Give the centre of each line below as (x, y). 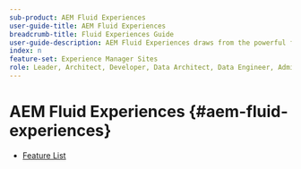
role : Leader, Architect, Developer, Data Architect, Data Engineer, (142, 68)
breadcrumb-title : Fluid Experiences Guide (92, 34)
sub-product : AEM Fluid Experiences (77, 17)
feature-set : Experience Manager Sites (84, 59)
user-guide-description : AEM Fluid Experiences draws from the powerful (148, 42)
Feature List (44, 155)
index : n (26, 51)
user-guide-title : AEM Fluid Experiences (88, 26)
